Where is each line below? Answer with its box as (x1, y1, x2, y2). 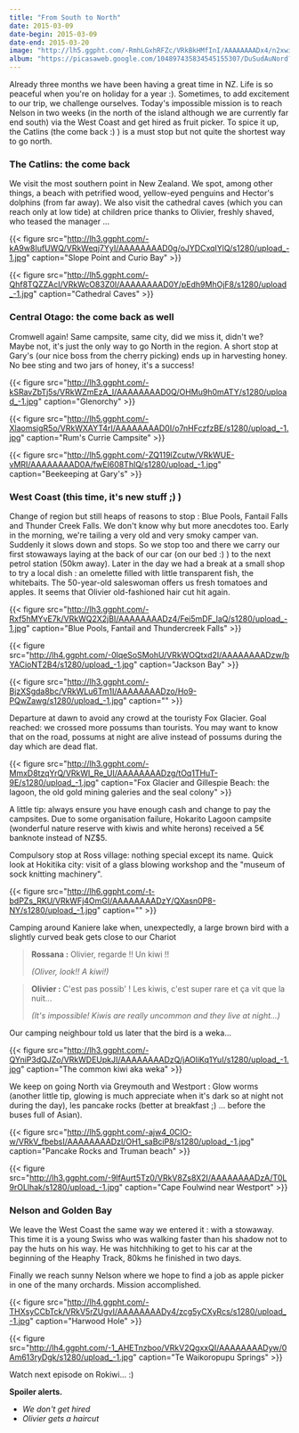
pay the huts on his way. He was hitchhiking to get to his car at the (9, 1243, 253, 1254)
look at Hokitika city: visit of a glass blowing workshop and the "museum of (9, 859, 286, 869)
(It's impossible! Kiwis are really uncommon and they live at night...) (30, 1009, 280, 1021)
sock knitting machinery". (9, 869, 103, 879)
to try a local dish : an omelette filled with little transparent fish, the (9, 567, 254, 578)
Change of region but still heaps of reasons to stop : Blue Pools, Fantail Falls (9, 510, 288, 522)
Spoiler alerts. (9, 1387, 63, 1397)
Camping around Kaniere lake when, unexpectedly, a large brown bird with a (9, 922, 289, 933)
